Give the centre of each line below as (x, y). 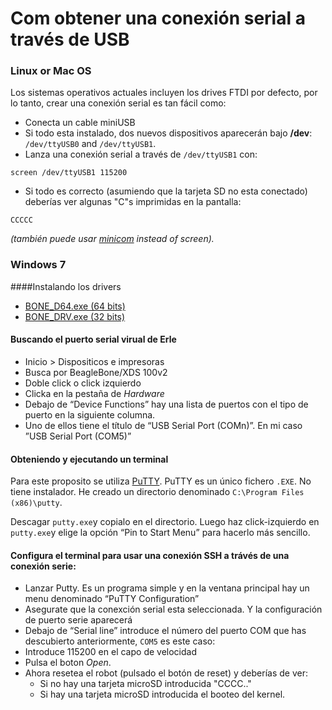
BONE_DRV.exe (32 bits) (75, 316)
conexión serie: (43, 566)
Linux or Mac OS (51, 71)
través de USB (70, 39)
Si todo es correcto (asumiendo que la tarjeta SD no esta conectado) (166, 191)
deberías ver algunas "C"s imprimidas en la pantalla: (133, 202)
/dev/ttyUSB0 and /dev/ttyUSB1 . (90, 144)
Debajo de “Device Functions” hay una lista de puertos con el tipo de (166, 404)
